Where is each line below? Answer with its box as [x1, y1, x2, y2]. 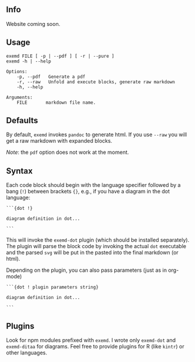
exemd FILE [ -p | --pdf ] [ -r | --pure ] [6, 53, 115, 59]
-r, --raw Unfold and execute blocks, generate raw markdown [16, 79, 176, 85]
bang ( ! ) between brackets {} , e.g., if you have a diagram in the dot [6, 188, 170, 195]
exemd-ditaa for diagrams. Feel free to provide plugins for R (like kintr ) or [6, 343, 184, 350]
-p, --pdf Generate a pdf [16, 74, 85, 80]
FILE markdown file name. [16, 100, 96, 106]
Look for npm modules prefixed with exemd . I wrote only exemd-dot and [6, 337, 176, 344]
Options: [6, 68, 28, 74]
